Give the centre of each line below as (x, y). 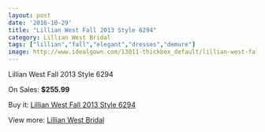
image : (19, 52)
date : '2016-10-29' (40, 23)
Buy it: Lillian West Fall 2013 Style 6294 (72, 104)
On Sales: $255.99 (39, 90)
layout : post (30, 15)
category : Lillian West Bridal (60, 37)
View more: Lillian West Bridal (56, 120)
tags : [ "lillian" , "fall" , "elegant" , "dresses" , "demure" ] (102, 45)
